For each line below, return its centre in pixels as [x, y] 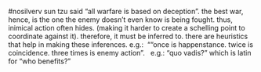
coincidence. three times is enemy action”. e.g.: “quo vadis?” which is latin [130, 53]
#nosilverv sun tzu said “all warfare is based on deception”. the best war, [126, 11]
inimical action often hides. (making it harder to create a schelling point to [127, 28]
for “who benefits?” [40, 61]
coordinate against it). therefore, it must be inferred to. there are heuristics [128, 36]
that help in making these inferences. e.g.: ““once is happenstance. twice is [130, 45]
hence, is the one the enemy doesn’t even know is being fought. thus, [120, 20]
